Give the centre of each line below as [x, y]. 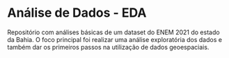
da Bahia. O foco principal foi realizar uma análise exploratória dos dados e [115, 39]
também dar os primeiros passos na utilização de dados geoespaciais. [108, 47]
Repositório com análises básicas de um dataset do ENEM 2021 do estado [114, 32]
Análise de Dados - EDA [77, 13]
